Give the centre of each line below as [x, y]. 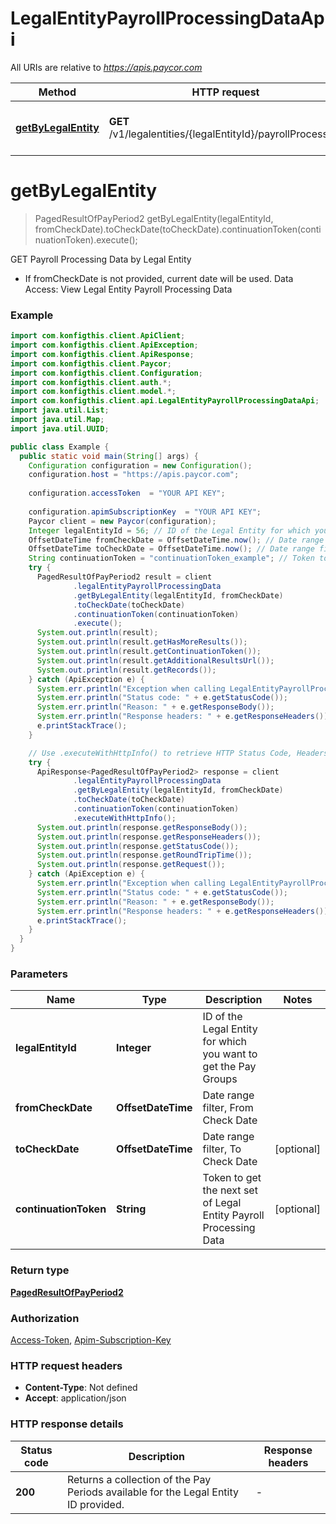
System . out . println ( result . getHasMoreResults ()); [142, 642]
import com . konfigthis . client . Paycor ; [91, 363]
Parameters [39, 974]
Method [57, 92]
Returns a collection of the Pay [139, 1479]
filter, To [222, 1149]
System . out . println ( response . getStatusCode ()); [138, 846]
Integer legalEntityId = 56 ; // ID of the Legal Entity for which [169, 530]
